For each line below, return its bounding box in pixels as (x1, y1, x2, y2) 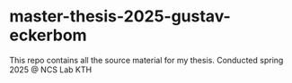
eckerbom (9, 25, 87, 46)
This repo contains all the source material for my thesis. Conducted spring (9, 54, 284, 65)
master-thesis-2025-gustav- (9, 6, 231, 27)
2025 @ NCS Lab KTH (9, 64, 93, 75)
